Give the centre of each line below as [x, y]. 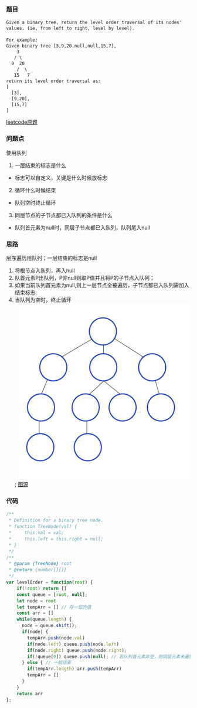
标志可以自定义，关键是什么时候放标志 [61, 178]
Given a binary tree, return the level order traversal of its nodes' [94, 23]
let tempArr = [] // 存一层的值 [54, 607]
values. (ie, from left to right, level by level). [70, 28]
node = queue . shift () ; [49, 626]
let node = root [37, 601]
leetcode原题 [22, 122]
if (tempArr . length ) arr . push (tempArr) [74, 669]
